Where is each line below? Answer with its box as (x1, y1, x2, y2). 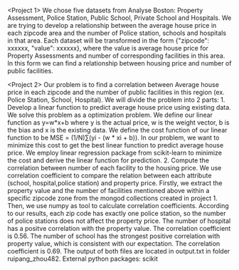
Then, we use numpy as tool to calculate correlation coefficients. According (7, 202, 229, 209)
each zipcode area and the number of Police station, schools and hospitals (7, 28, 226, 37)
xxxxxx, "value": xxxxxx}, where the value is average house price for (7, 44, 208, 52)
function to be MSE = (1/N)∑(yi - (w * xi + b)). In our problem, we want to (7, 133, 220, 142)
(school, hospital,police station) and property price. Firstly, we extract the (7, 179, 223, 187)
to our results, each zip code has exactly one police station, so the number (7, 209, 226, 217)
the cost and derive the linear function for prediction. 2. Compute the (7, 156, 210, 165)
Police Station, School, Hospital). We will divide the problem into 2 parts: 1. (7, 95, 225, 104)
